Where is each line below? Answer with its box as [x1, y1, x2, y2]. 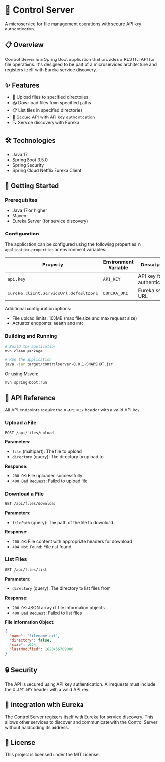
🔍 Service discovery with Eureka [12, 119, 80, 125]
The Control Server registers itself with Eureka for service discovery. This [5, 714, 154, 720]
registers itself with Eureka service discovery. [5, 66, 97, 73]
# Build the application [5, 344, 56, 349]
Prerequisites [5, 196, 38, 203]
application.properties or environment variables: [5, 247, 107, 253]
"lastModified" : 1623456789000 [9, 647, 74, 652]
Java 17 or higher [12, 207, 48, 213]
